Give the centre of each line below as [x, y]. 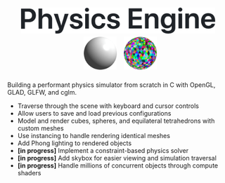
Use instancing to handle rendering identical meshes [94, 135]
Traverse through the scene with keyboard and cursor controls [108, 106]
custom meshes [41, 128]
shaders [29, 172]
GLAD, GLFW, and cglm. [42, 92]
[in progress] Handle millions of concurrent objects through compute [118, 165]
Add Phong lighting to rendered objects [75, 143]
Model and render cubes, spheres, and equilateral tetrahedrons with [116, 121]
